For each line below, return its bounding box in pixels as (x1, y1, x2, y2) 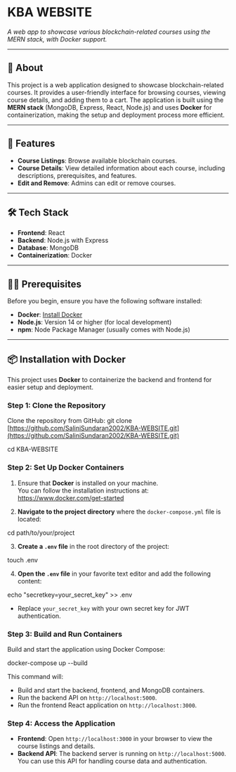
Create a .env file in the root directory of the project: (17, 542, 170, 550)
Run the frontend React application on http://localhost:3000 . (17, 701, 197, 709)
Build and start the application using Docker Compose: (7, 645, 166, 653)
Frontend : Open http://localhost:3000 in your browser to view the (17, 735, 213, 743)
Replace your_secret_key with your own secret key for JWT (17, 604, 190, 612)
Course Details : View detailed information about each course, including (17, 163, 225, 172)
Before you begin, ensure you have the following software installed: (7, 297, 202, 305)
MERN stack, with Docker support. (7, 34, 107, 43)
